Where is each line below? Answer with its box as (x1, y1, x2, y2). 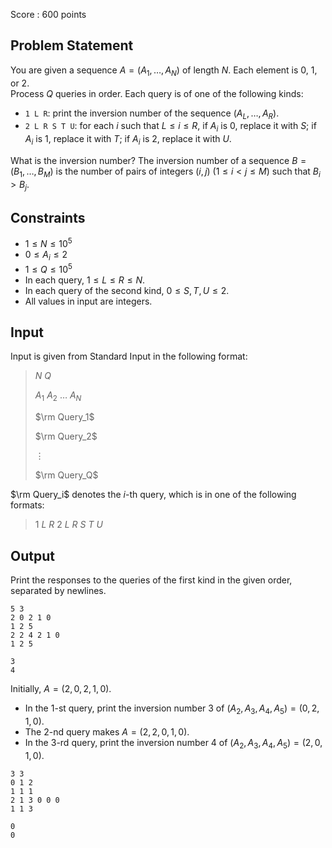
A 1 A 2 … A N (34, 389, 82, 404)
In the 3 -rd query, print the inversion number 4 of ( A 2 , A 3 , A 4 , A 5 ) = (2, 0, (24, 736, 323, 751)
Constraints (10, 209, 86, 226)
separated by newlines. (10, 584, 107, 596)
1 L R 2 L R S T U (34, 519, 103, 531)
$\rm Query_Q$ (34, 469, 99, 481)
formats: (10, 499, 45, 511)
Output (10, 547, 55, 564)
